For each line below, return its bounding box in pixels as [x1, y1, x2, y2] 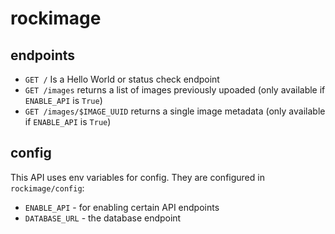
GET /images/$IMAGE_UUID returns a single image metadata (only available [24, 105, 326, 117]
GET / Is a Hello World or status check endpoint [24, 73, 220, 85]
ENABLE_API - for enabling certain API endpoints [24, 201, 220, 213]
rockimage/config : [10, 182, 85, 194]
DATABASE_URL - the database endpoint [24, 212, 182, 224]
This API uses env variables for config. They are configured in [10, 171, 265, 183]
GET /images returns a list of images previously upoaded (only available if [24, 84, 326, 96]
